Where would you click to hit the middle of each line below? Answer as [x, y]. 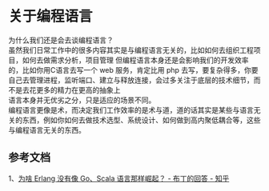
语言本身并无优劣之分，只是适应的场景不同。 [82, 100]
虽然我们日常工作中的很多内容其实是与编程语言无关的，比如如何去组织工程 [131, 50]
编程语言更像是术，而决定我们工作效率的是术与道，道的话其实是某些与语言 [131, 109]
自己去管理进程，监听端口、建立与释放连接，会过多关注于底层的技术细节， [131, 80]
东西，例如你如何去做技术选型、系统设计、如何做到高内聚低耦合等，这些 [141, 120]
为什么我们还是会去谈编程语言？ [61, 40]
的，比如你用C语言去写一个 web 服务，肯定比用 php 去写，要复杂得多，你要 [133, 70]
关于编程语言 [51, 16]
